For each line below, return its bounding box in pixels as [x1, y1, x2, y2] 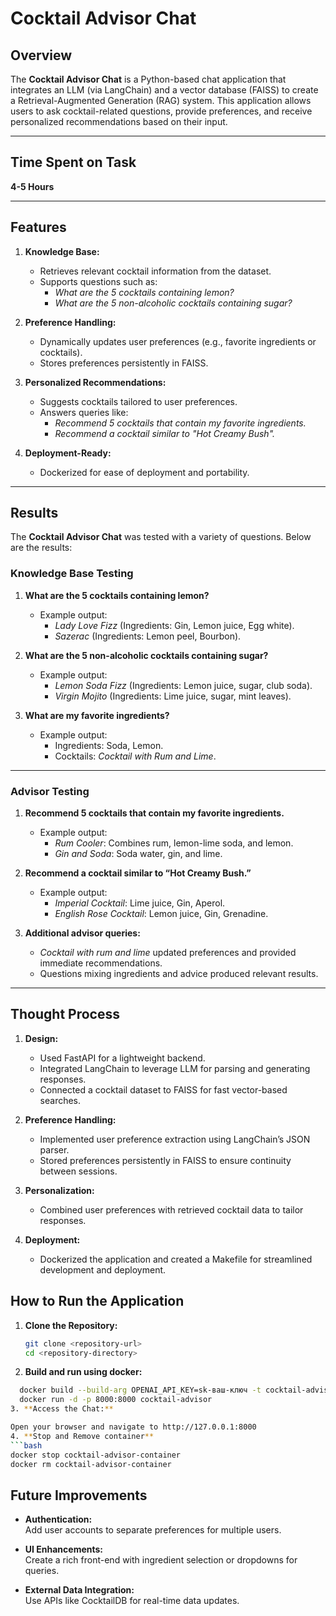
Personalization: [24, 1184, 95, 1196]
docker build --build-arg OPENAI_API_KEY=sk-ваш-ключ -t [19, 1385, 262, 1396]
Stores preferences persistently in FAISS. [39, 357, 209, 369]
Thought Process [10, 1006, 120, 1023]
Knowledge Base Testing [10, 567, 134, 581]
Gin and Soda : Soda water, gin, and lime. [54, 848, 223, 860]
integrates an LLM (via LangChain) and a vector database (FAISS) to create [10, 84, 319, 96]
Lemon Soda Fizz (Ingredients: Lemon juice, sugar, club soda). [54, 679, 313, 691]
